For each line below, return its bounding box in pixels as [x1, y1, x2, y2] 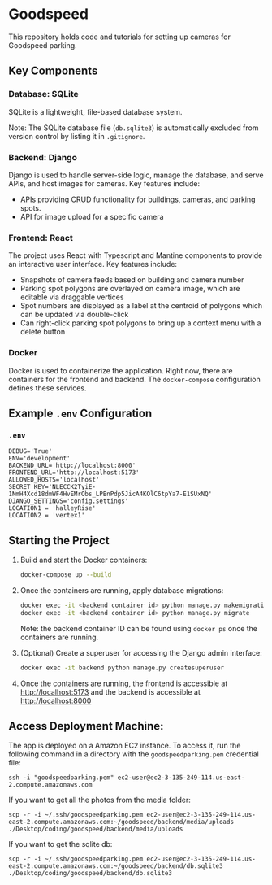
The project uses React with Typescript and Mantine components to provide [8, 251, 263, 260]
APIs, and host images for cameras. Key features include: [8, 178, 201, 188]
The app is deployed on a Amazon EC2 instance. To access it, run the [8, 741, 241, 751]
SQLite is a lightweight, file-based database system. [8, 107, 183, 116]
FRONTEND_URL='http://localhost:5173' [8, 469, 140, 477]
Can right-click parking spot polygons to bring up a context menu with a [19, 318, 261, 328]
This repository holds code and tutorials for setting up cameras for [8, 32, 231, 41]
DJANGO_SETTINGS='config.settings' [8, 497, 129, 505]
